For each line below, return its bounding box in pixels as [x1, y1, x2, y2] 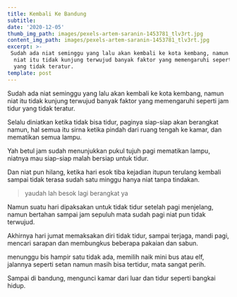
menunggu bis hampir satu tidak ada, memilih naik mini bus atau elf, [7, 252, 205, 261]
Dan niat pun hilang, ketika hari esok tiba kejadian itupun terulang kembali [7, 168, 221, 176]
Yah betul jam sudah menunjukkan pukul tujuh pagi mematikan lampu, [7, 146, 210, 155]
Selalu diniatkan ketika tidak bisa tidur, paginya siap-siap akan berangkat [7, 117, 219, 126]
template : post [7, 69, 52, 76]
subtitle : [7, 17, 37, 24]
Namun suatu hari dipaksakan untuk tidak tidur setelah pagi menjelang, [7, 202, 214, 211]
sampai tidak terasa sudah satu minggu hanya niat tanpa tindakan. [7, 175, 200, 184]
